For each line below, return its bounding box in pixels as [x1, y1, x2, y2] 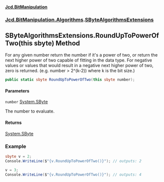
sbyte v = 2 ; [5, 154, 32, 159]
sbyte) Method [34, 39, 80, 47]
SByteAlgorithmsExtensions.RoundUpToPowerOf [5, 31, 160, 39]
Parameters [5, 88, 29, 93]
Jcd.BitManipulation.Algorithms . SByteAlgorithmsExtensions [5, 16, 154, 23]
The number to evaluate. [5, 108, 55, 114]
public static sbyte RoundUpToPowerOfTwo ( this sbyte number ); [5, 77, 135, 82]
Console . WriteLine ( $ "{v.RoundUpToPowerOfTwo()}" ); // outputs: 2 [5, 158, 141, 163]
